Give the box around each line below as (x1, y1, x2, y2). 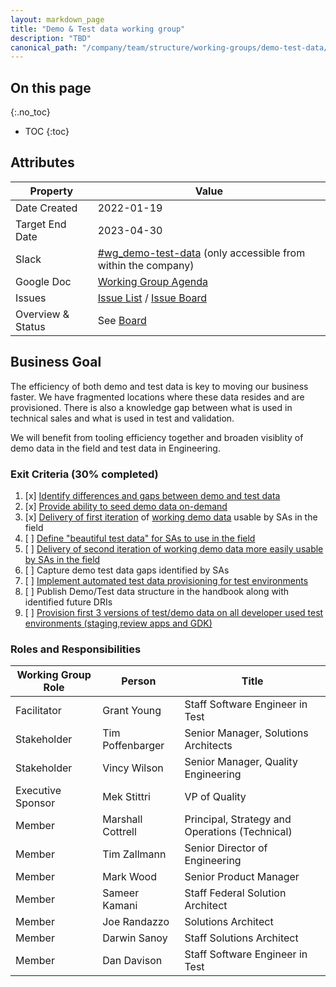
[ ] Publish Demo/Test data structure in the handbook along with (24, 585, 290, 597)
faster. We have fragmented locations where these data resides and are (10, 391, 305, 403)
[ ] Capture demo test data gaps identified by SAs (24, 564, 230, 576)
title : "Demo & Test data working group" (10, 24, 186, 34)
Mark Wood (102, 870, 157, 884)
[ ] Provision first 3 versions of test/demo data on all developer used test (24, 606, 324, 618)
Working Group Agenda (97, 274, 209, 288)
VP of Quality (184, 790, 247, 804)
